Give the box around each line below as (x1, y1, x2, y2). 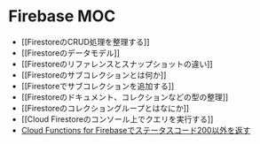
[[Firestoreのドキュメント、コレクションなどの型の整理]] (20, 91, 229, 102)
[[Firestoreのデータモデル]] (20, 47, 121, 58)
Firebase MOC (8, 6, 116, 27)
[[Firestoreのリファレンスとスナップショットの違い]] (20, 58, 214, 69)
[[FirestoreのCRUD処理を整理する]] (20, 36, 150, 47)
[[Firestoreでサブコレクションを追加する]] (20, 80, 175, 91)
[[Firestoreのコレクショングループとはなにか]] (20, 102, 190, 113)
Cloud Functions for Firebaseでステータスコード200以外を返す (20, 125, 251, 135)
